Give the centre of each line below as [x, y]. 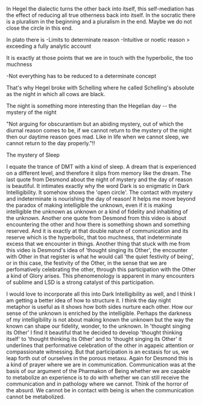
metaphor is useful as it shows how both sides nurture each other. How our [99, 307]
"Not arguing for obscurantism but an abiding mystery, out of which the [95, 124]
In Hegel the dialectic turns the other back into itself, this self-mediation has [100, 9]
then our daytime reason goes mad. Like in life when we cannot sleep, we [97, 137]
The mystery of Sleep [33, 155]
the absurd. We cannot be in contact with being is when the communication [100, 390]
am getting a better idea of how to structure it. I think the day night [89, 300]
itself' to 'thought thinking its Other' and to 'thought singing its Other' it [94, 339]
